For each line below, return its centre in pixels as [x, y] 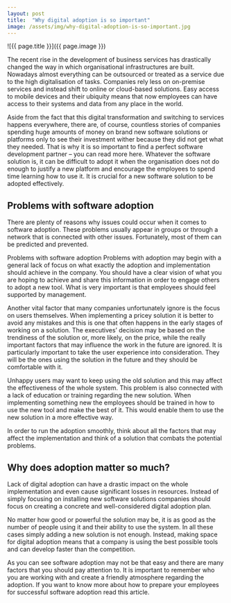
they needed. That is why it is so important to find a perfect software [105, 147]
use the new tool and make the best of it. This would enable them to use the [115, 410]
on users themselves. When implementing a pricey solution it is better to [110, 316]
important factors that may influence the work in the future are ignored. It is [115, 345]
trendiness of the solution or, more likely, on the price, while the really [106, 338]
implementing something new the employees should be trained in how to [111, 402]
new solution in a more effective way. [60, 418]
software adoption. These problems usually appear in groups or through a [113, 230]
